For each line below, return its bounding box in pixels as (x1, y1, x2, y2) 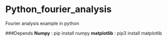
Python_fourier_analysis (5, 4, 112, 15)
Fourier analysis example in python (5, 20, 80, 26)
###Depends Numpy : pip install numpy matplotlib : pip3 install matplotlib (5, 30, 162, 36)
